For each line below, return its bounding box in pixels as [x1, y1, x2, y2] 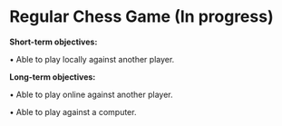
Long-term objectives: [9, 71, 96, 82]
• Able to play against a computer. [9, 106, 137, 117]
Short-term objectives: [9, 36, 98, 47]
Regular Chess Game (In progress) [9, 6, 274, 27]
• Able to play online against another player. [9, 89, 173, 100]
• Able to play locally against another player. [9, 53, 175, 64]
